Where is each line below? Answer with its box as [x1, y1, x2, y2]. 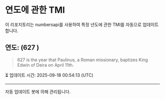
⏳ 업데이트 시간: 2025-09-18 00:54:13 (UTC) [5, 72, 94, 78]
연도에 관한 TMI [5, 4, 65, 16]
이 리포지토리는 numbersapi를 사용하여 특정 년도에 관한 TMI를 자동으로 [5, 22, 142, 27]
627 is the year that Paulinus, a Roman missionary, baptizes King [17, 57, 148, 63]
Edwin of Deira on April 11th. [17, 62, 74, 68]
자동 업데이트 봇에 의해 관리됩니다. [5, 89, 71, 95]
